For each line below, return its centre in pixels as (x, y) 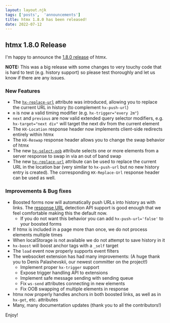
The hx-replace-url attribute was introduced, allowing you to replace (85, 102)
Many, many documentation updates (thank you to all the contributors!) (87, 305)
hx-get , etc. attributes (35, 300)
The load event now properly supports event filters (66, 251)
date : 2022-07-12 (24, 24)
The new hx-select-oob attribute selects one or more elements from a (86, 151)
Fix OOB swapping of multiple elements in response (74, 289)
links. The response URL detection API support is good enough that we (87, 207)
